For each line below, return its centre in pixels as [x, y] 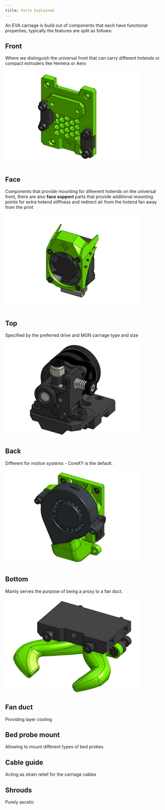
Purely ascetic [20, 802]
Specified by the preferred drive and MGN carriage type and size [72, 335]
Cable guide [24, 763]
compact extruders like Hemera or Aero [46, 63]
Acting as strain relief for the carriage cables [51, 774]
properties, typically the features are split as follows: [59, 30]
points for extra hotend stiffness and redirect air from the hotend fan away [81, 202]
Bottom [17, 579]
